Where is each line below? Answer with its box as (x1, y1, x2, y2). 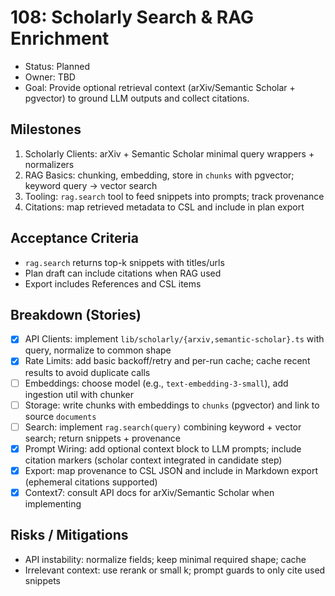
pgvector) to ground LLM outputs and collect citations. (24, 92, 250, 104)
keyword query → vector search (24, 179, 158, 191)
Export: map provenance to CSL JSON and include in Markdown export (24, 464, 318, 476)
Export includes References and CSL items (24, 277, 202, 290)
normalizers (24, 158, 75, 170)
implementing (24, 497, 82, 510)
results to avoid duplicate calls (24, 366, 151, 378)
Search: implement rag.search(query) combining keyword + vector (24, 421, 302, 433)
